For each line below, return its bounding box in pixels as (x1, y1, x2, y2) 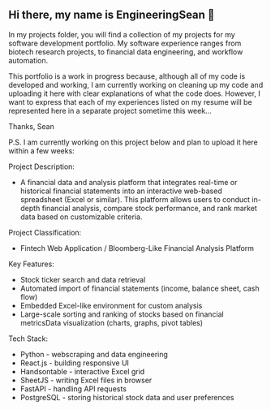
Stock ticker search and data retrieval (19, 274, 146, 284)
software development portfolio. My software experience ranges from (8, 38, 242, 48)
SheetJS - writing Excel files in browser (19, 375, 153, 385)
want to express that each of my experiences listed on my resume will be (8, 97, 253, 106)
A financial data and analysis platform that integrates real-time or (19, 177, 238, 187)
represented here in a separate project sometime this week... (8, 106, 213, 115)
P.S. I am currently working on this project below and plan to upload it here (8, 137, 258, 147)
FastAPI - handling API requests (19, 383, 127, 394)
